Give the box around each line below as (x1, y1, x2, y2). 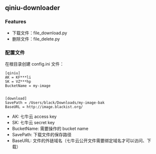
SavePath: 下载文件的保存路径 (12, 131, 71, 137)
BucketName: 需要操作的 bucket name (12, 126, 88, 131)
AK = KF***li (5, 75, 31, 80)
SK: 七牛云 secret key (12, 119, 55, 125)
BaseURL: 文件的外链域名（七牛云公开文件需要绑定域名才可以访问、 (12, 138, 147, 143)
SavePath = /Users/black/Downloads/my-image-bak (5, 100, 105, 105)
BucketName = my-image (5, 83, 51, 88)
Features (5, 18, 27, 25)
